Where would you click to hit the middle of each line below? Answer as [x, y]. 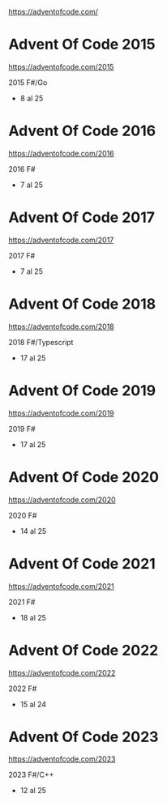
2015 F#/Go [28, 82]
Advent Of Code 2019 [82, 390]
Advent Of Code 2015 [82, 45]
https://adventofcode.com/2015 [61, 66]
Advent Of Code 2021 [82, 563]
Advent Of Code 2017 [82, 218]
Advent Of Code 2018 [82, 304]
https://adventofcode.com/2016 [62, 153]
